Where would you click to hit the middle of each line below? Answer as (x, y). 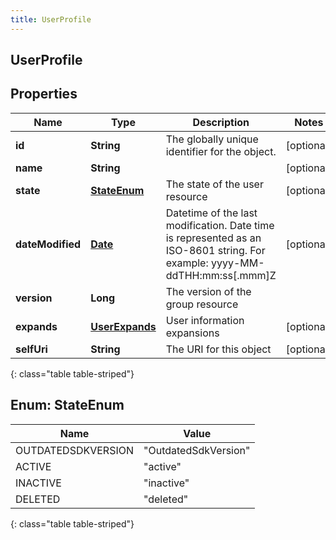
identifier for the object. (221, 151)
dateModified (48, 244)
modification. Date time (220, 225)
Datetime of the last (211, 213)
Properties (44, 94)
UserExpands (123, 326)
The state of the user (214, 184)
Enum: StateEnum (67, 405)
